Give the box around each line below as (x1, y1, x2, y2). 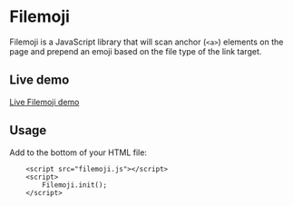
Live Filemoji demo (9, 96, 80, 107)
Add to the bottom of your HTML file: (9, 147, 148, 158)
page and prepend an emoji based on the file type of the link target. (9, 45, 262, 56)
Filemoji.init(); (42, 180, 107, 190)
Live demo (9, 73, 70, 88)
